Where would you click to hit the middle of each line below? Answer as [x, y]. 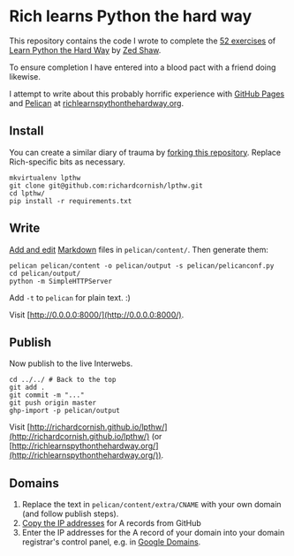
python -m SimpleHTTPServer [61, 281]
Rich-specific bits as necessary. [68, 162]
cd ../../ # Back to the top [63, 380]
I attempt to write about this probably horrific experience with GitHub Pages [147, 94]
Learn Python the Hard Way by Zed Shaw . [85, 50]
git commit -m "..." [47, 395]
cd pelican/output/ [45, 273]
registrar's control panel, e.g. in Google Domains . [111, 542]
